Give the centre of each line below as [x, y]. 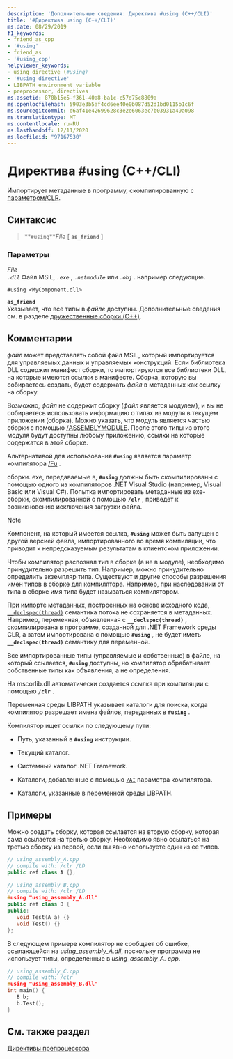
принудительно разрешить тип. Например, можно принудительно [105, 569]
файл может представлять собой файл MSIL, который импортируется [111, 355]
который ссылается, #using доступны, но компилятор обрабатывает [109, 663]
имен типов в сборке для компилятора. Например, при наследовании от [116, 584]
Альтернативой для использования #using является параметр [99, 456]
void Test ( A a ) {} [43, 917]
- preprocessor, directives [48, 91]
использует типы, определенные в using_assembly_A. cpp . [94, 958]
